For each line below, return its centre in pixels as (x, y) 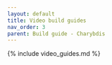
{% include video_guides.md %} (54, 54)
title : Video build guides (47, 20)
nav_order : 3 (26, 27)
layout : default (31, 14)
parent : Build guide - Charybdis (56, 34)
